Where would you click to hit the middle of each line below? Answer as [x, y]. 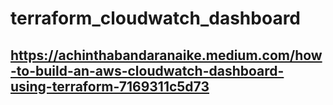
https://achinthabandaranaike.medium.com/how [166, 55]
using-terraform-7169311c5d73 [110, 86]
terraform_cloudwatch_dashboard [156, 18]
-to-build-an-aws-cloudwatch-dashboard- [147, 70]
